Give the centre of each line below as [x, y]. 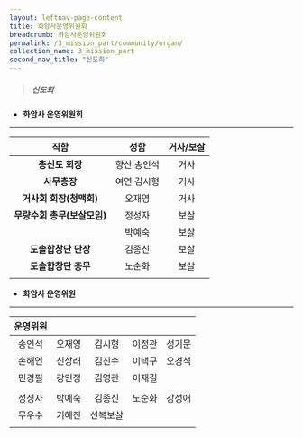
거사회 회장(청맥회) [60, 198]
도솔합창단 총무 [60, 265]
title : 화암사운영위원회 [48, 26]
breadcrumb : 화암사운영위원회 [59, 34]
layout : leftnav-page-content [66, 18]
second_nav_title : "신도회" [60, 60]
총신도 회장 [60, 164]
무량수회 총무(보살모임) [60, 215]
